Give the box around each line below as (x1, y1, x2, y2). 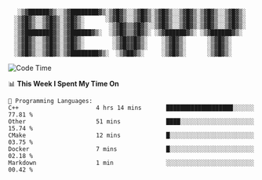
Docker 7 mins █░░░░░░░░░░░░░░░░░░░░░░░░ (8, 145, 255, 153)
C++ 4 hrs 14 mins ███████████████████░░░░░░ (8, 104, 255, 112)
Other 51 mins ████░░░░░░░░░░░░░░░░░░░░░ (8, 118, 255, 126)
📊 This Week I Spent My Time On (8, 79, 119, 88)
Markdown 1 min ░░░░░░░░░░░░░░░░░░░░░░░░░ (8, 159, 255, 167)
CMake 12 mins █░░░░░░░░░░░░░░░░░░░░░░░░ (8, 131, 255, 139)
